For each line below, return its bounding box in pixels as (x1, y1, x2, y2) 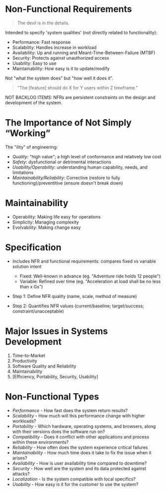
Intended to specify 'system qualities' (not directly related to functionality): (5, 29, 158, 35)
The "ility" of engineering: (5, 144, 58, 150)
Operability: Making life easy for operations (12, 213, 101, 219)
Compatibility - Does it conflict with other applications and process (12, 433, 150, 440)
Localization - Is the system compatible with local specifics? (12, 476, 136, 482)
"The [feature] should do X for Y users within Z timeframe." (17, 84, 138, 90)
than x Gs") (19, 283, 43, 289)
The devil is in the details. (17, 20, 69, 26)
